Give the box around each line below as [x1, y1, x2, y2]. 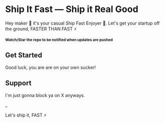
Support [5, 79, 32, 87]
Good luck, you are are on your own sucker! [5, 64, 96, 70]
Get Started [5, 51, 42, 60]
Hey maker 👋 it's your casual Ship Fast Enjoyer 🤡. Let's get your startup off [5, 20, 160, 26]
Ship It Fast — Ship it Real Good [5, 4, 138, 15]
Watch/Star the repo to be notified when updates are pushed [5, 37, 113, 42]
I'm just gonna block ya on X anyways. [5, 92, 85, 98]
